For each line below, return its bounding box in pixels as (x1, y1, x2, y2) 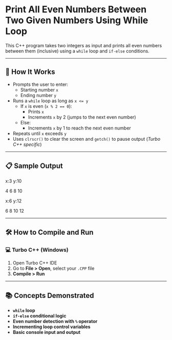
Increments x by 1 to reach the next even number (28, 125, 132, 131)
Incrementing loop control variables (12, 324, 91, 330)
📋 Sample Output (5, 162, 63, 171)
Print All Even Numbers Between (5, 4, 147, 15)
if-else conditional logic (12, 313, 67, 319)
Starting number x (20, 86, 59, 93)
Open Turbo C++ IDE (12, 260, 57, 266)
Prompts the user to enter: (12, 81, 68, 87)
